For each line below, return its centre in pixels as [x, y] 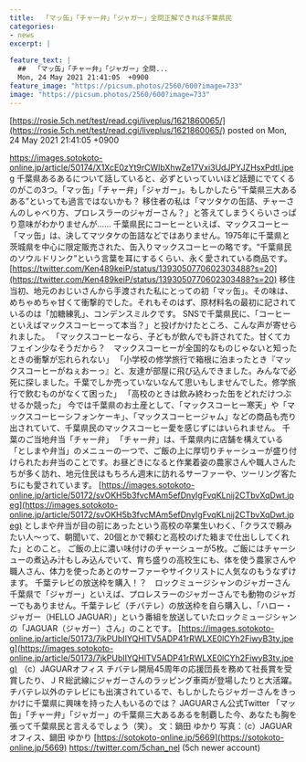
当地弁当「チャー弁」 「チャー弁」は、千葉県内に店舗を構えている [158, 439]
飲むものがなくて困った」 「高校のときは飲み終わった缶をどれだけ [150, 393]
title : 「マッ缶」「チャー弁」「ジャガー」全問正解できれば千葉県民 [121, 18]
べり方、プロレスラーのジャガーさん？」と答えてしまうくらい [157, 212]
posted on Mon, [257, 130]
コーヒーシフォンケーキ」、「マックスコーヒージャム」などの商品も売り [165, 416]
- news [22, 35]
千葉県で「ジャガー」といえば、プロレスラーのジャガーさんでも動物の [141, 594]
